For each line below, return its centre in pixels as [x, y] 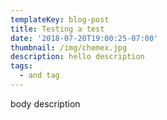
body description [45, 103]
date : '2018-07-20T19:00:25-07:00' [84, 38]
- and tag [39, 76]
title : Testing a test [57, 29]
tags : [21, 66]
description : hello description [77, 57]
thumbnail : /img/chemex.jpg [69, 47]
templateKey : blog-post [60, 19]
